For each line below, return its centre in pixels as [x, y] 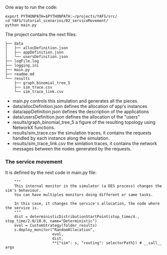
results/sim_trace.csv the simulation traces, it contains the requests [82, 133]
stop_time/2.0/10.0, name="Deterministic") [51, 221]
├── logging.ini [22, 65]
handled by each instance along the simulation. [61, 138]
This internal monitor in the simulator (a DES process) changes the [88, 186]
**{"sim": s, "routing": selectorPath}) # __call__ [107, 243]
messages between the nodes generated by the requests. [72, 149]
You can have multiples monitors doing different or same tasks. [84, 195]
